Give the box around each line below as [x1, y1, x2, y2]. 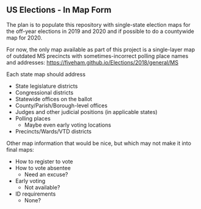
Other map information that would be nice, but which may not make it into [6, 140, 191, 147]
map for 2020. [6, 34, 43, 41]
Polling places [15, 115, 51, 122]
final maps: [6, 146, 35, 153]
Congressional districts [15, 88, 74, 96]
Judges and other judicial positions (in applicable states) [15, 108, 158, 115]
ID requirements [15, 190, 56, 197]
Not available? [24, 183, 60, 191]
